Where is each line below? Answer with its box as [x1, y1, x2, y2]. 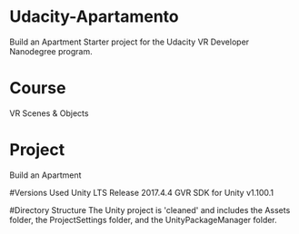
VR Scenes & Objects [9, 107, 89, 119]
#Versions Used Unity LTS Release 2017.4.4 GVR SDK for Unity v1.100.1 [9, 187, 274, 198]
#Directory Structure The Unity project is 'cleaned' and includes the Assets [9, 204, 291, 215]
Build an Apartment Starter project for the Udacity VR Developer [9, 36, 250, 47]
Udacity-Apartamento [9, 6, 179, 27]
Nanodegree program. [9, 45, 93, 56]
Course [9, 78, 66, 99]
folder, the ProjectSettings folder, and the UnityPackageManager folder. [9, 214, 277, 225]
